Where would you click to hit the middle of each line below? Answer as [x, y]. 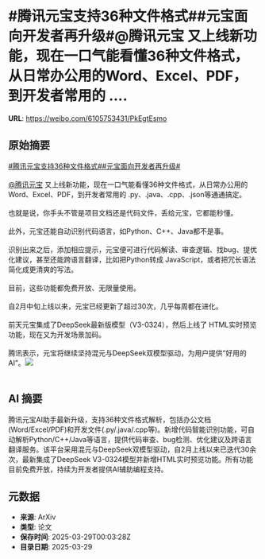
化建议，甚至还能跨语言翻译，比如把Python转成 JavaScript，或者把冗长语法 [132, 259]
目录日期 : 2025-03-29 [56, 547]
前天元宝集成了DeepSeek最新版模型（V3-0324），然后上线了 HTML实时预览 [132, 324]
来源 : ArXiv [38, 517]
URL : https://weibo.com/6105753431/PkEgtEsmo [88, 118]
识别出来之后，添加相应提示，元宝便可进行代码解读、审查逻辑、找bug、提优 [133, 249]
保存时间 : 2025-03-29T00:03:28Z [75, 537]
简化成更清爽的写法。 [43, 269]
